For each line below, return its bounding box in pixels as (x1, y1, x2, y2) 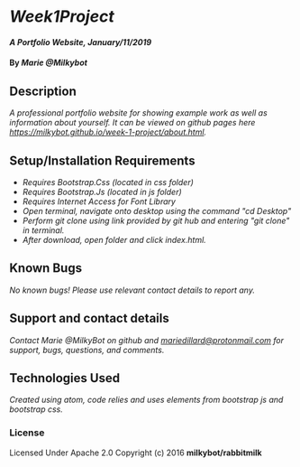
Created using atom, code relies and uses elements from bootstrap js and (9, 395, 284, 406)
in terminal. (22, 225, 65, 236)
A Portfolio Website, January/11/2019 (9, 36, 152, 47)
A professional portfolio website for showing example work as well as (9, 107, 268, 118)
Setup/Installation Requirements (9, 153, 195, 168)
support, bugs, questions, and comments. (9, 344, 165, 355)
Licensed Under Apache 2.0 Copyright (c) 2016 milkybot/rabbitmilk (9, 447, 263, 458)
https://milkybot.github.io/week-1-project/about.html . (9, 126, 207, 137)
